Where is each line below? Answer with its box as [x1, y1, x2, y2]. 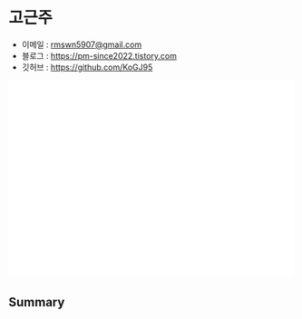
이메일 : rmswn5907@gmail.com [21, 39, 142, 50]
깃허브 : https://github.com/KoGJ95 [21, 62, 153, 72]
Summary [8, 295, 65, 310]
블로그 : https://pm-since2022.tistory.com [21, 50, 178, 61]
